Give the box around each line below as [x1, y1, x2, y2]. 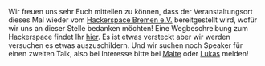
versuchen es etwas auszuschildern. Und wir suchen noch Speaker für [8, 41, 243, 50]
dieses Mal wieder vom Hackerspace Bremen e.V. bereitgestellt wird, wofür [8, 15, 258, 25]
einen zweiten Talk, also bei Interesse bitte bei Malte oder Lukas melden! [8, 49, 249, 58]
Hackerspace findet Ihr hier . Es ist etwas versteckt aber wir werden [8, 32, 230, 41]
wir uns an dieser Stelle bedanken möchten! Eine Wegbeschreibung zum [8, 24, 249, 33]
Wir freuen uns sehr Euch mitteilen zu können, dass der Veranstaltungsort [8, 7, 253, 16]
